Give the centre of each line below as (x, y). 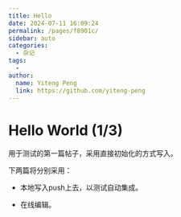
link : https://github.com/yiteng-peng (81, 90)
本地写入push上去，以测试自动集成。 (81, 188)
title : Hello (30, 16)
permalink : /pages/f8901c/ (53, 31)
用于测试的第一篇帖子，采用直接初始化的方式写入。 (93, 154)
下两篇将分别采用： (40, 170)
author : (21, 76)
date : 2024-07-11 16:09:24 (53, 23)
